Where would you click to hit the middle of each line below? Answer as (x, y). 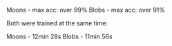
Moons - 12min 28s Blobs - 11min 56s (59, 36)
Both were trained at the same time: (57, 23)
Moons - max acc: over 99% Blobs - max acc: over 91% (86, 10)
